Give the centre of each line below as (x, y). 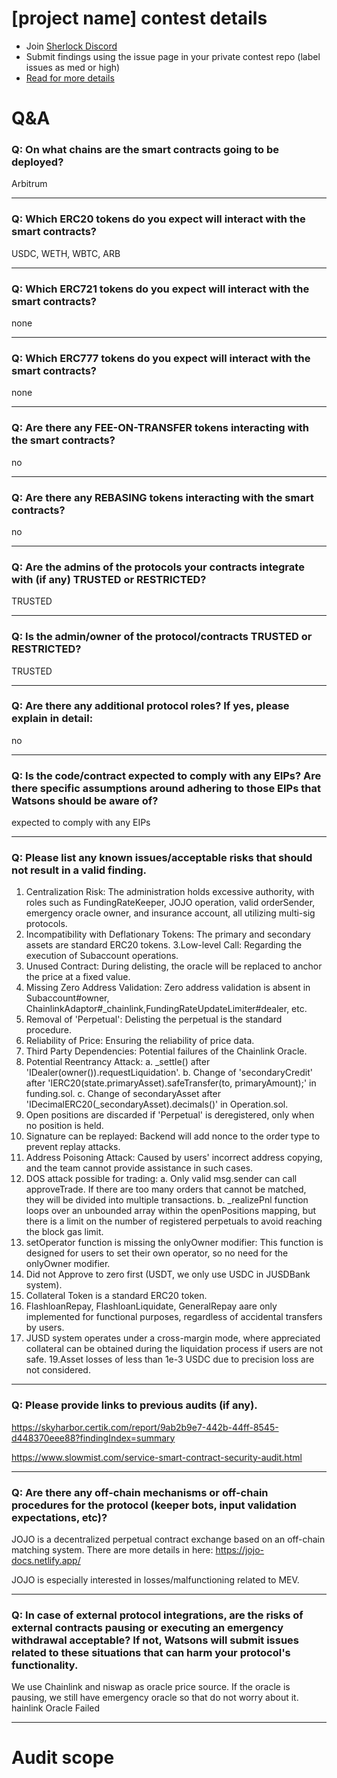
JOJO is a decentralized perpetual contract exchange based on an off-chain (168, 1539)
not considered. (58, 1370)
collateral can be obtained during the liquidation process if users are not (174, 1349)
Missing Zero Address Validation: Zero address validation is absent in (168, 988)
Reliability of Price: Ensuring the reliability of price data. (140, 1041)
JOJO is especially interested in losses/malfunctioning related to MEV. (155, 1579)
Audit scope (63, 1758)
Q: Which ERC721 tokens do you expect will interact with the (160, 289)
